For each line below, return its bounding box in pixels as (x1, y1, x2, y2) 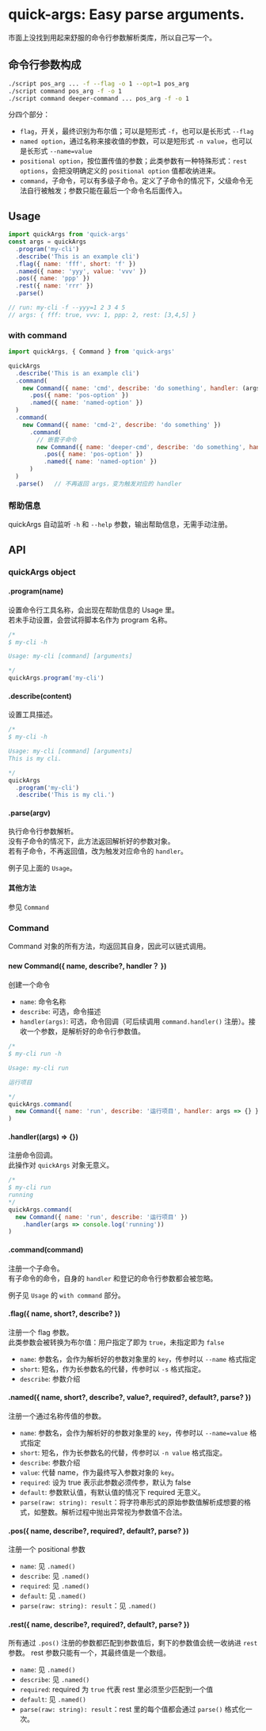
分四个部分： (8, 109, 50, 120)
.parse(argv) (8, 808, 51, 818)
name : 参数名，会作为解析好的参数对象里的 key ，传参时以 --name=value (19, 1428, 248, 1437)
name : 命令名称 (19, 997, 66, 1007)
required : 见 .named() (19, 1581, 90, 1591)
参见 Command (8, 902, 50, 912)
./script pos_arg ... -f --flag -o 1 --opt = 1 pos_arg (8, 79, 190, 88)
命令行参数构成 (8, 58, 82, 72)
